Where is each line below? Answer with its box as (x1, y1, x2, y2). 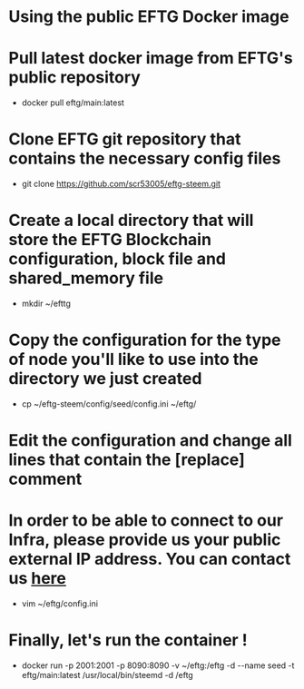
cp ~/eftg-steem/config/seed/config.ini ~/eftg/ (21, 398, 197, 409)
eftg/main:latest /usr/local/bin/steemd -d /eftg (21, 670, 194, 680)
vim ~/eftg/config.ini (21, 598, 99, 609)
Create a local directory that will (8, 211, 254, 231)
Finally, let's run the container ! (8, 630, 249, 651)
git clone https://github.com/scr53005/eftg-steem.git (21, 179, 221, 190)
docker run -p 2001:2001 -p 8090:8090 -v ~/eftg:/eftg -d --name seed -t (21, 660, 295, 671)
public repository (8, 67, 142, 88)
